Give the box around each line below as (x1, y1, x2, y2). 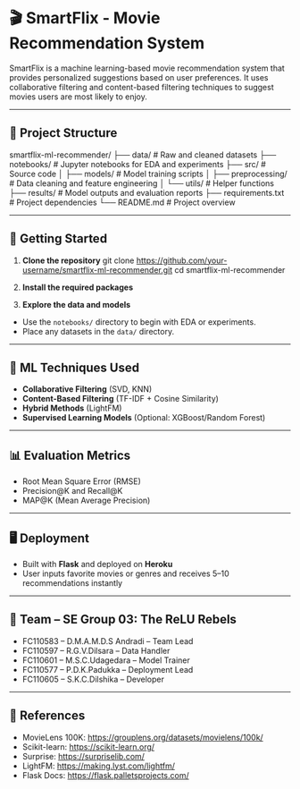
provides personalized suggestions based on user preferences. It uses (9, 72, 269, 82)
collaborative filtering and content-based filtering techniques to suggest (9, 81, 274, 92)
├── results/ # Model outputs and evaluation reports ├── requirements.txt (9, 187, 285, 198)
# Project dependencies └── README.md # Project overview (9, 197, 236, 208)
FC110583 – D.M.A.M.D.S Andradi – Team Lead (21, 635, 194, 646)
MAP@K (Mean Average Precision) (21, 495, 151, 506)
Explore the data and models (21, 299, 131, 310)
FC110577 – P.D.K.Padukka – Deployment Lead (21, 664, 194, 674)
